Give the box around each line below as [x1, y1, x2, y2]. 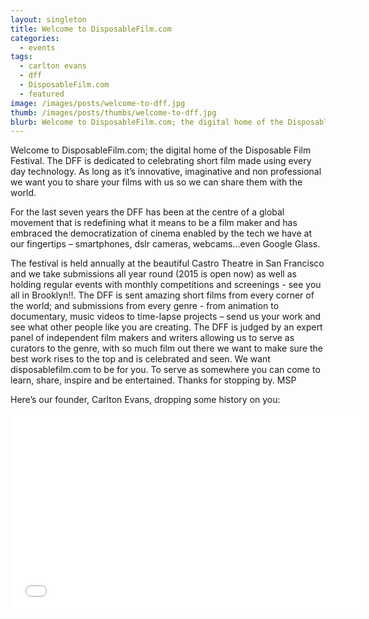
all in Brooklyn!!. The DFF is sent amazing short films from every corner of [10, 289, 315, 301]
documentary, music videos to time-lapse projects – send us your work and [10, 311, 322, 323]
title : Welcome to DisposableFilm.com [10, 24, 172, 34]
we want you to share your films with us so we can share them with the [10, 176, 303, 188]
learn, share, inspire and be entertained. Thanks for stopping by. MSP [10, 374, 297, 386]
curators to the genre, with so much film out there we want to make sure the [10, 342, 324, 355]
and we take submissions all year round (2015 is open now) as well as [10, 268, 297, 280]
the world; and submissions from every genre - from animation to [10, 300, 280, 312]
